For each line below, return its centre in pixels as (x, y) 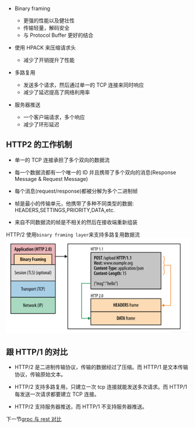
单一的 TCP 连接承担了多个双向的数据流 (62, 160)
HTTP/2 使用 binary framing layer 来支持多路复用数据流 (73, 234)
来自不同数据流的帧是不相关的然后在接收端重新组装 (76, 222)
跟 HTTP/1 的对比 (37, 352)
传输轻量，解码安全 (46, 28)
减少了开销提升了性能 (49, 60)
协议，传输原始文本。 (40, 374)
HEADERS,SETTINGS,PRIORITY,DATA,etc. (65, 210)
